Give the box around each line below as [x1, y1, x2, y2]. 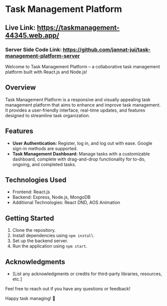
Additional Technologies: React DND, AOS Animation [12, 199, 121, 205]
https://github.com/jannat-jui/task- [63, 46, 151, 53]
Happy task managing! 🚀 [5, 295, 56, 301]
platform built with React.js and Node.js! [5, 69, 87, 75]
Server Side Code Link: [5, 46, 62, 53]
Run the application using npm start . [12, 243, 87, 249]
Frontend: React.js [12, 189, 50, 195]
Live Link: [5, 23, 36, 32]
